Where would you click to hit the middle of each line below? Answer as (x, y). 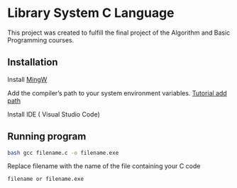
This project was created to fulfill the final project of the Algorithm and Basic (119, 33)
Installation (33, 63)
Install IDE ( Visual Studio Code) (54, 114)
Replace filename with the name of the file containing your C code (104, 166)
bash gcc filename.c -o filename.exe (63, 153)
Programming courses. (41, 40)
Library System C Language (91, 13)
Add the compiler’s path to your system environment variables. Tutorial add (117, 93)
